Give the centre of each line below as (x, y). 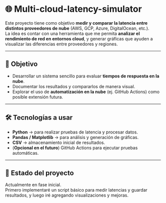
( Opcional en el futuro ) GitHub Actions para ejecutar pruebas (75, 148)
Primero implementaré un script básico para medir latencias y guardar (76, 190)
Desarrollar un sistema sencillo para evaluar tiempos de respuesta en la (86, 76)
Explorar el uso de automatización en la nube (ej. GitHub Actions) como (86, 92)
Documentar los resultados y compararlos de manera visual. (74, 86)
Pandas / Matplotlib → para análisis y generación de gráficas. (75, 137)
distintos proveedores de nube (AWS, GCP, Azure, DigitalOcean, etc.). (77, 28)
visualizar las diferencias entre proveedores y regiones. (62, 44)
